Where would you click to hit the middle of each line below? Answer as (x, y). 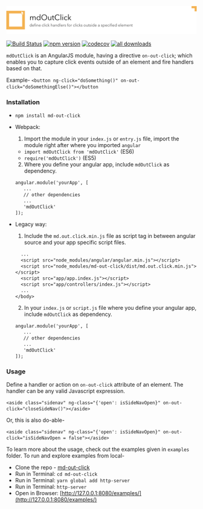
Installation (23, 102)
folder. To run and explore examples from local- (66, 456)
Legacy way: (31, 225)
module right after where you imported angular (82, 145)
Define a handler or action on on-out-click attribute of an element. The (95, 385)
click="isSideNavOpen (34, 438)
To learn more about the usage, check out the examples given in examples (98, 449)
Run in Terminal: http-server (51, 487)
